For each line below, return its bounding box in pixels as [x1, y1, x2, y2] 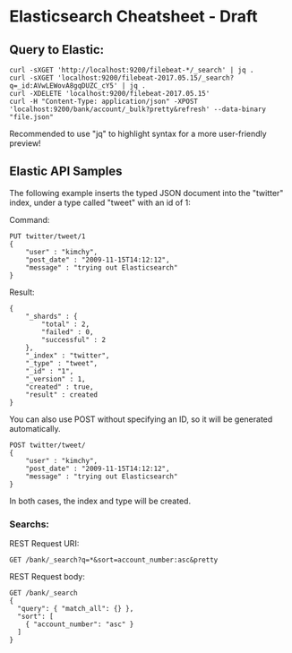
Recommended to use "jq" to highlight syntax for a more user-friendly [9, 128, 267, 139]
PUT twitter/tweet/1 [9, 231, 87, 241]
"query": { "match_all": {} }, [17, 605, 134, 614]
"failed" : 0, [41, 327, 94, 337]
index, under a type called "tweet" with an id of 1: [9, 197, 191, 208]
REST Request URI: [9, 538, 80, 549]
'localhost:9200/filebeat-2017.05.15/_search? [56, 73, 235, 82]
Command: [9, 214, 50, 225]
